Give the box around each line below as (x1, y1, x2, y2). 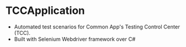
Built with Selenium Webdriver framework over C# (14, 35, 136, 42)
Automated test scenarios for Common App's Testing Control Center (14, 23, 180, 30)
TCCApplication (5, 4, 85, 17)
